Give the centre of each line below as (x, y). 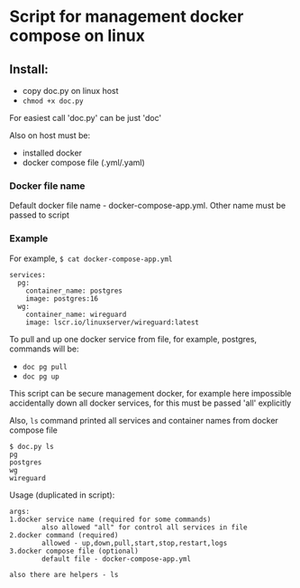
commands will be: (44, 349)
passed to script (40, 215)
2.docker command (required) (64, 535)
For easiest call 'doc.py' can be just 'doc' (86, 118)
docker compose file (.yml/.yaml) (84, 163)
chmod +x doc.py (53, 101)
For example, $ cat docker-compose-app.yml (91, 258)
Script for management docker (127, 17)
